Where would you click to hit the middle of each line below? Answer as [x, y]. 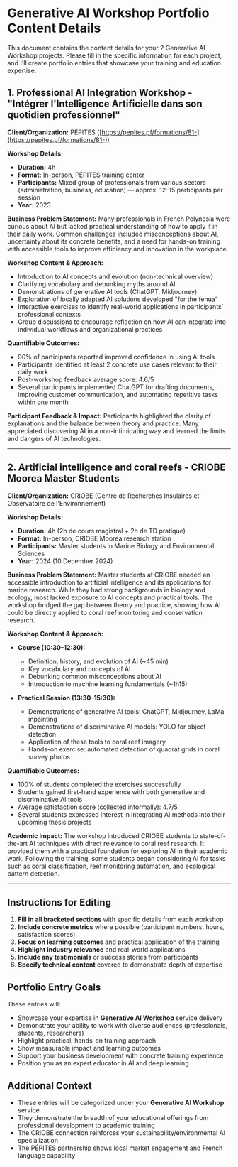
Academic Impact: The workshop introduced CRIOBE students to [103, 835]
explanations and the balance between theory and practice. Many [103, 423]
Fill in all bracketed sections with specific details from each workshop [120, 919]
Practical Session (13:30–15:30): [66, 698]
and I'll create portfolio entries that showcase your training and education [114, 63]
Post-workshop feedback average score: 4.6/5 [86, 379]
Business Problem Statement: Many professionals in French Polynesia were [119, 219]
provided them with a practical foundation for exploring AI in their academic [118, 851]
